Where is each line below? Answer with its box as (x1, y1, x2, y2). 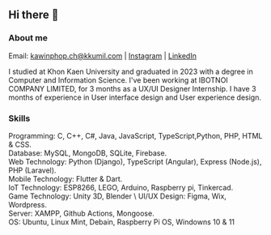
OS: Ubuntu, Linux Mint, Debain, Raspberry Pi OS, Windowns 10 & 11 (8, 216, 235, 227)
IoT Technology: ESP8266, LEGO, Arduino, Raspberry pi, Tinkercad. (8, 182, 234, 192)
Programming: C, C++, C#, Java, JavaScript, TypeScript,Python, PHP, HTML (8, 130, 263, 140)
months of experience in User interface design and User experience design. (8, 92, 261, 102)
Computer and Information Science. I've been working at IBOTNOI (8, 75, 228, 85)
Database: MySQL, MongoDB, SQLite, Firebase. (8, 147, 167, 158)
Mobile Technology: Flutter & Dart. (8, 173, 123, 183)
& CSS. (8, 139, 32, 149)
